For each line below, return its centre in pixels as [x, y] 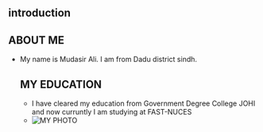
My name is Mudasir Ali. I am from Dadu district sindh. [108, 60]
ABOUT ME [37, 40]
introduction [40, 13]
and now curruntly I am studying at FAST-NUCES [112, 112]
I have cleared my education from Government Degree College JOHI [143, 103]
